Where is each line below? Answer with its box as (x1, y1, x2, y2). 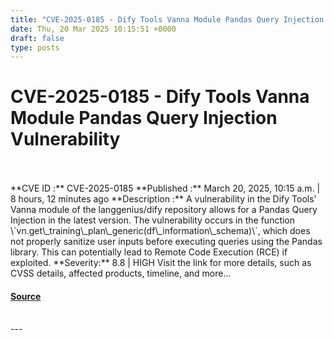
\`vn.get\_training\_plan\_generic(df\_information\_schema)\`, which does (10, 225, 311, 237)
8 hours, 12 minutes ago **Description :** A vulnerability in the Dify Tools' (10, 193, 317, 205)
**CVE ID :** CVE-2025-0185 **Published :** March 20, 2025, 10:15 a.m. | (10, 182, 321, 195)
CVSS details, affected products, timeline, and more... (10, 267, 232, 280)
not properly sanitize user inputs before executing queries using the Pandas (10, 236, 323, 248)
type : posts (10, 42, 60, 53)
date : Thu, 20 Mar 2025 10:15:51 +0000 (10, 24, 177, 34)
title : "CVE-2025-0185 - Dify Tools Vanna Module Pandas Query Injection (10, 14, 325, 25)
